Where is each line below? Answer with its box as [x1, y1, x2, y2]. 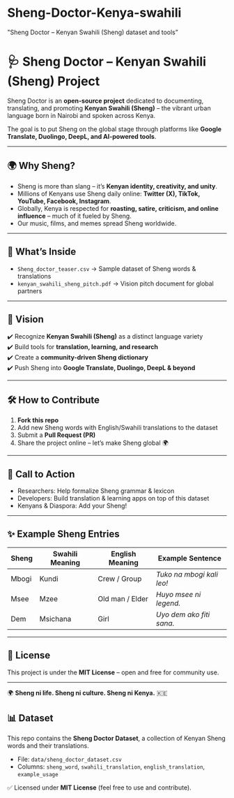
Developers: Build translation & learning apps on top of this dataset [17, 494, 210, 502]
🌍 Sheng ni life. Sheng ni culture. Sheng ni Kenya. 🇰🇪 [7, 688, 168, 697]
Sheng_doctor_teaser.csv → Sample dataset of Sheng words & [17, 264, 196, 273]
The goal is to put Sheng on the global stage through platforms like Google [7, 124, 221, 133]
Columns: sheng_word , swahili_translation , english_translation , [17, 762, 205, 771]
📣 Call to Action [7, 468, 75, 480]
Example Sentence [157, 553, 221, 563]
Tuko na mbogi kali [155, 569, 218, 579]
